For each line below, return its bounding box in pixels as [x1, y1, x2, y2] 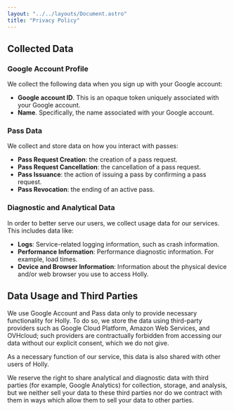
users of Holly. [7, 360, 49, 368]
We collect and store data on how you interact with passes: [7, 142, 179, 150]
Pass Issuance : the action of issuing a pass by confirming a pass [17, 170, 207, 179]
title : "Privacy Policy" [7, 17, 80, 24]
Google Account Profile [7, 64, 89, 74]
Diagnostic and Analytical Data [7, 203, 115, 213]
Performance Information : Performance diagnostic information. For [17, 247, 214, 256]
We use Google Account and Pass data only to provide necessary [7, 308, 197, 317]
